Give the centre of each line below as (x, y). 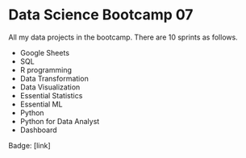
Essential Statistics (51, 95)
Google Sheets (45, 52)
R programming (46, 69)
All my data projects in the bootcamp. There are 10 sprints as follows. (123, 37)
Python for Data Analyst (60, 121)
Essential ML (41, 104)
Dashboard (39, 130)
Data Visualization (50, 87)
